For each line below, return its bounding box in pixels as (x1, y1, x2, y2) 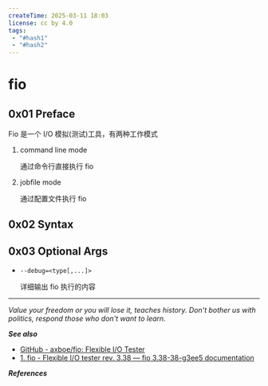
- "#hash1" (11, 33, 48, 42)
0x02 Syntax (8, 217, 74, 231)
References (8, 368, 48, 378)
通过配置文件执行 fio (19, 194, 87, 204)
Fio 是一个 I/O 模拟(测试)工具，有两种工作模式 (8, 129, 158, 139)
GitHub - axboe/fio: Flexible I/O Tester (19, 345, 145, 354)
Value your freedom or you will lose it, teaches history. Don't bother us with (8, 306, 257, 315)
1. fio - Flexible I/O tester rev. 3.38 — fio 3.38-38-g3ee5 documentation (19, 353, 255, 363)
